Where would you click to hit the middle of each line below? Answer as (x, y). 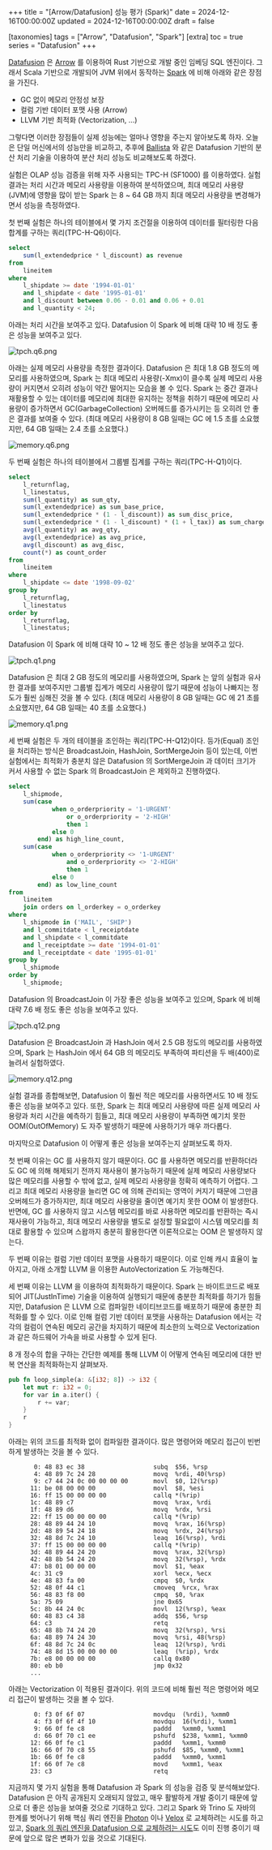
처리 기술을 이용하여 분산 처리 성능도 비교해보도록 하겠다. (106, 157)
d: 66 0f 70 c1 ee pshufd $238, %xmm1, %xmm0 (141, 1736)
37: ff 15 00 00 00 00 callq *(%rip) (115, 1545)
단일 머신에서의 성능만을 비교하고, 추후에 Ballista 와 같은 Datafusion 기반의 (135, 147)
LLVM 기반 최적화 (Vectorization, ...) (79, 120)
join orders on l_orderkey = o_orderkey (92, 907)
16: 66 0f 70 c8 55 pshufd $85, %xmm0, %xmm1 (137, 1750)
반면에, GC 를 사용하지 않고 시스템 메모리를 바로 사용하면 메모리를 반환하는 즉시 (134, 1211)
